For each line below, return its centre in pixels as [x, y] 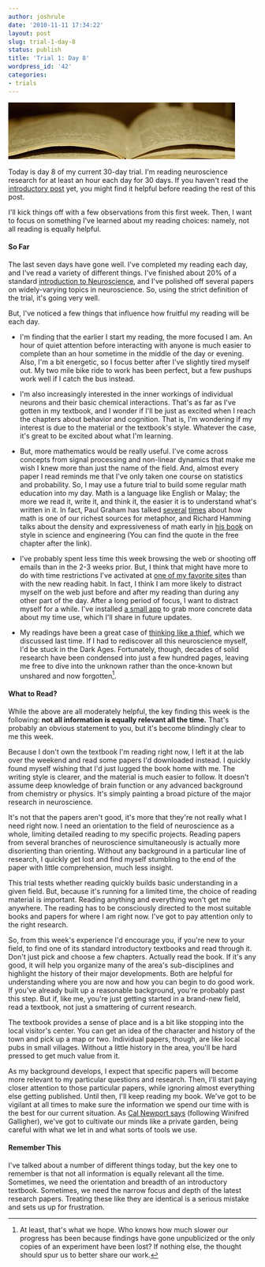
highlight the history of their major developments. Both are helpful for [121, 973]
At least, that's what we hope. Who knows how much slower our [124, 1229]
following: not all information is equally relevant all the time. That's [119, 719]
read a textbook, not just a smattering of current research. [103, 1007]
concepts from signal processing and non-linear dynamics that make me [138, 459]
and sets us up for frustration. [56, 1207]
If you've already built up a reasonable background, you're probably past [127, 990]
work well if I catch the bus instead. [77, 378]
